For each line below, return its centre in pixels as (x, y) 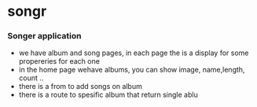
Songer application (44, 36)
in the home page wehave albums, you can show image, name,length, (132, 70)
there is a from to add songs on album (80, 87)
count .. (31, 78)
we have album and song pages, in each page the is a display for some (134, 53)
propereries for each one (59, 61)
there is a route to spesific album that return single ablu (108, 95)
